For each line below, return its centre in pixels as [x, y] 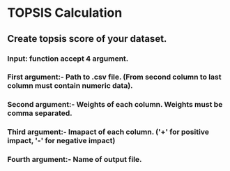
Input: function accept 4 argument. [68, 59]
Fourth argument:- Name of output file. [75, 160]
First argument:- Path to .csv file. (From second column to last [114, 77]
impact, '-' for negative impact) [61, 141]
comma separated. [40, 113]
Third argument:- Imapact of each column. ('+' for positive [108, 132]
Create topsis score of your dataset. [87, 39]
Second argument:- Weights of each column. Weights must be [115, 105]
